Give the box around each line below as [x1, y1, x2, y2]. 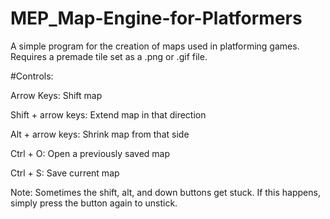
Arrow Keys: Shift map [10, 89, 103, 101]
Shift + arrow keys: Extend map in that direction [10, 108, 207, 121]
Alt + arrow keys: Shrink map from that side [10, 128, 190, 140]
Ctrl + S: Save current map [10, 167, 120, 179]
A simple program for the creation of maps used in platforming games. [10, 40, 300, 52]
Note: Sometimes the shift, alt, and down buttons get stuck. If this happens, [10, 186, 321, 198]
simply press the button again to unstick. [10, 197, 178, 209]
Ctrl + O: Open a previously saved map [10, 147, 171, 159]
